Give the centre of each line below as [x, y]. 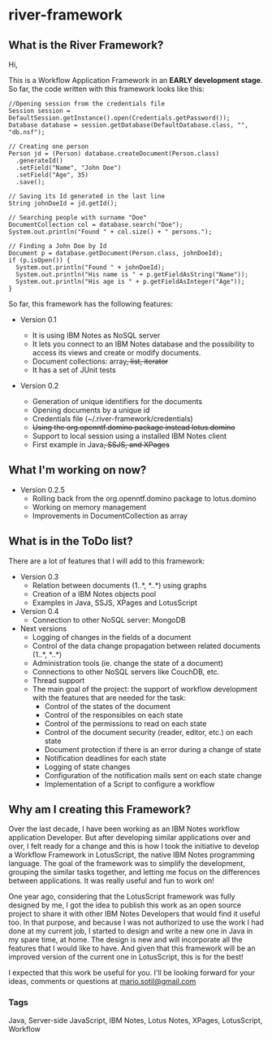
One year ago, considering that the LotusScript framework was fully [122, 897]
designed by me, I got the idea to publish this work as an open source [125, 905]
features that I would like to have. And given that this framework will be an [132, 948]
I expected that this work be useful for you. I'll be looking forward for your [132, 973]
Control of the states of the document [107, 706]
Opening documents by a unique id [91, 410]
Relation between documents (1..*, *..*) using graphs [119, 585]
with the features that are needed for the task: [109, 698]
